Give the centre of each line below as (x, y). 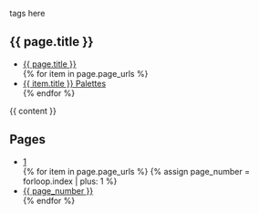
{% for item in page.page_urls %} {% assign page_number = (136, 171)
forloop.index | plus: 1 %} (70, 181)
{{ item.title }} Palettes (64, 83)
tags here (27, 13)
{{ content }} (33, 111)
